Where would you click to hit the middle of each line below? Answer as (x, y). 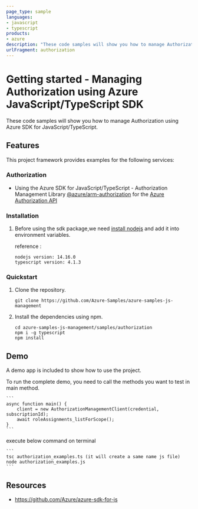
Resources (26, 485)
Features (23, 146)
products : (18, 34)
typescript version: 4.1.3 (48, 262)
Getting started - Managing (74, 79)
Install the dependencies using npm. (59, 317)
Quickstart (22, 277)
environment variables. (42, 235)
